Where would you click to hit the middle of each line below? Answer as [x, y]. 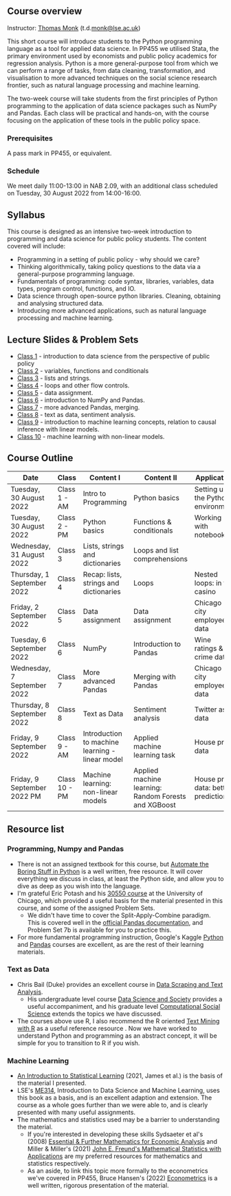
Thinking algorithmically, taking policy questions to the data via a [109, 267]
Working [208, 517]
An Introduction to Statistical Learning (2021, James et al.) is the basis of [120, 1076]
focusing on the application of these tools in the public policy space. [104, 120]
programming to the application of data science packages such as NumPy [112, 105]
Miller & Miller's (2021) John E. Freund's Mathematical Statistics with [124, 1149]
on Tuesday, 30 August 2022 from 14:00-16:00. [74, 193]
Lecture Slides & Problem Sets [73, 340]
